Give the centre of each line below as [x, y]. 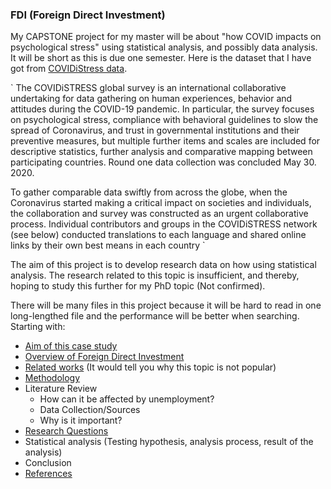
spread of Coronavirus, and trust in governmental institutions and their [155, 130]
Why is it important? [81, 420]
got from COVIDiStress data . [69, 69]
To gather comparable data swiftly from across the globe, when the [149, 192]
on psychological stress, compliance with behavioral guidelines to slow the [164, 120]
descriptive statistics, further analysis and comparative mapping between [161, 152]
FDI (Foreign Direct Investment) [88, 15]
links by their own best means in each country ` [108, 245]
